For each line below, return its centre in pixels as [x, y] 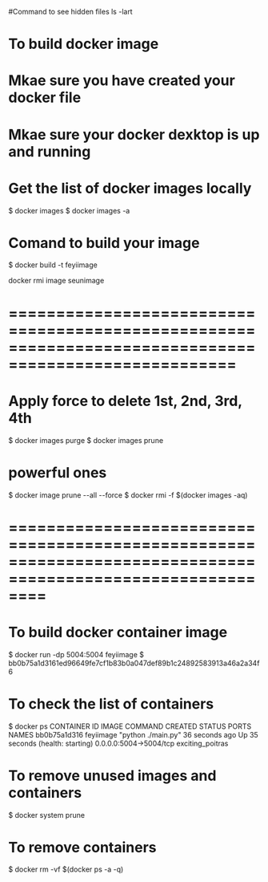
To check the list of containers [111, 703]
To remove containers [83, 847]
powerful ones [58, 472]
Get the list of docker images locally [130, 188]
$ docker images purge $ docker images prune [86, 440]
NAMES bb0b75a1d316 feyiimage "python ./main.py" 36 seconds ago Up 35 [133, 734]
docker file [45, 98]
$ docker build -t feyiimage [53, 265]
